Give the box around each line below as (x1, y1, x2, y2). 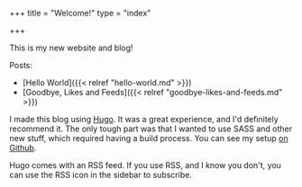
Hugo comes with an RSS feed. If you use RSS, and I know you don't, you (9, 160, 282, 170)
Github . (9, 143, 37, 153)
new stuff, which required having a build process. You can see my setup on (9, 133, 288, 143)
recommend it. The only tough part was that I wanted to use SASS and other (9, 123, 293, 134)
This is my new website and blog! (9, 42, 133, 53)
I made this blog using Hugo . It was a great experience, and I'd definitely (9, 114, 279, 124)
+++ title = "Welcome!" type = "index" (9, 8, 151, 18)
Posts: (9, 60, 33, 70)
